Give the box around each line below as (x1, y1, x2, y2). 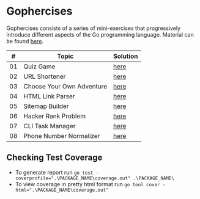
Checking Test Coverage (6, 153, 103, 163)
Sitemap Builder (23, 102, 69, 110)
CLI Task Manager (23, 121, 76, 130)
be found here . (6, 37, 44, 45)
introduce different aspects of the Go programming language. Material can (6, 31, 194, 38)
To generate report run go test (15, 168, 94, 176)
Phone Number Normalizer (23, 131, 100, 140)
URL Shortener (23, 72, 66, 81)
